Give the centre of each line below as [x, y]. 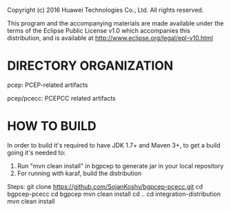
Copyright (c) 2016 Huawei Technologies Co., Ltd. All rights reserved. [106, 10]
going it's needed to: [37, 152]
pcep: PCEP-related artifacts [48, 85]
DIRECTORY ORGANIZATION [90, 66]
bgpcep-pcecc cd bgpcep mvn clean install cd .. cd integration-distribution [114, 194]
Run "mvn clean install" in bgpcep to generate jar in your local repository [120, 165]
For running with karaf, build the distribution [79, 173]
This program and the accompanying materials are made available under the [115, 23]
